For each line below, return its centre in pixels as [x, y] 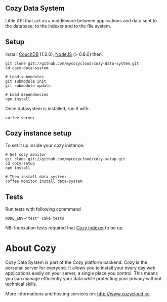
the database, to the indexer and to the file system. [58, 26]
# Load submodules [25, 77]
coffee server [20, 118]
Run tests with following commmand [43, 209]
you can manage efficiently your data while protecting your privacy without [83, 279]
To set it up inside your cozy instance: [45, 145]
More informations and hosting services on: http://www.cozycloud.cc [78, 294]
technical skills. [21, 284]
